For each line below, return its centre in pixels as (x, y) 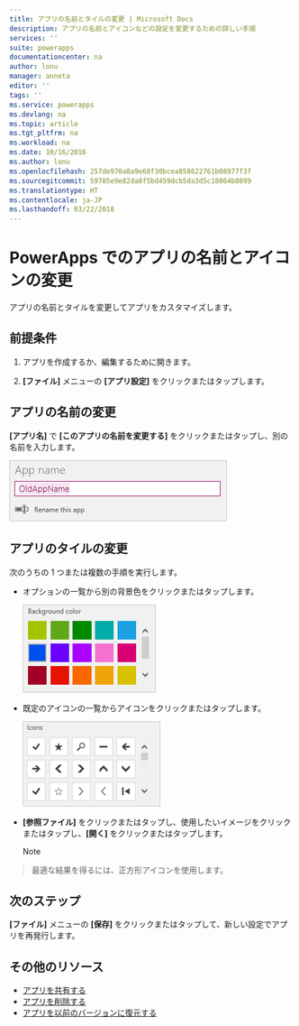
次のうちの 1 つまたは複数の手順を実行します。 (96, 572)
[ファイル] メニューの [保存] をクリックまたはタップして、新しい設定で (140, 924)
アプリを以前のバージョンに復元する (90, 1013)
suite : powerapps (42, 48)
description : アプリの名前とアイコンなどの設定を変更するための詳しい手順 (133, 28)
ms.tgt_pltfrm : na (44, 134)
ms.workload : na (40, 143)
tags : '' (26, 95)
